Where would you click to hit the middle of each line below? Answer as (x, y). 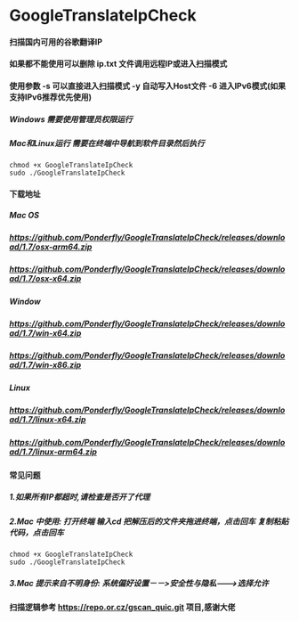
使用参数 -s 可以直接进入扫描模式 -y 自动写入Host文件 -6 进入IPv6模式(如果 (148, 86)
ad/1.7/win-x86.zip (45, 365)
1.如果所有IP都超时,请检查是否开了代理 (80, 497)
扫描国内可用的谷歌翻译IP (56, 42)
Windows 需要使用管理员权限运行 (71, 119)
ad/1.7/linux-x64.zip (48, 420)
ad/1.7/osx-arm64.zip (51, 247)
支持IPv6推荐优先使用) (50, 97)
